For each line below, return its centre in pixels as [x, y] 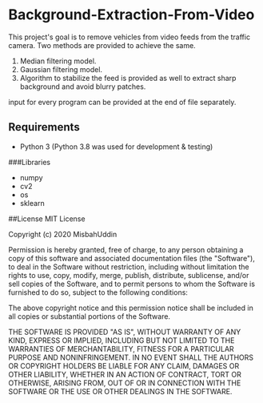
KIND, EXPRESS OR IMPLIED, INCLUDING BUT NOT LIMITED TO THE [122, 340]
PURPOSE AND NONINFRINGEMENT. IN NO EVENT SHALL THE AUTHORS [131, 357]
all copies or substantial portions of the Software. [89, 316]
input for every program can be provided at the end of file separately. [122, 102]
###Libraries [29, 162]
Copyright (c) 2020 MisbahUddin [63, 234]
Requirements [44, 127]
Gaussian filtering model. [61, 69]
